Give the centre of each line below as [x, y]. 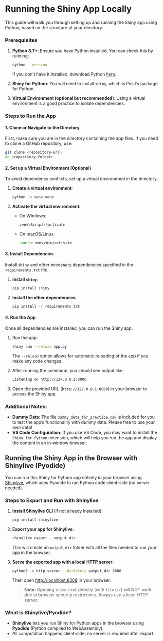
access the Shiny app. [34, 394]
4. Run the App [20, 318]
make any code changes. [37, 361]
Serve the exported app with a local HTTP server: [63, 562]
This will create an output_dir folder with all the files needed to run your [84, 547]
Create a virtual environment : [42, 188]
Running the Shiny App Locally [69, 9]
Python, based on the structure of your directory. [54, 27]
